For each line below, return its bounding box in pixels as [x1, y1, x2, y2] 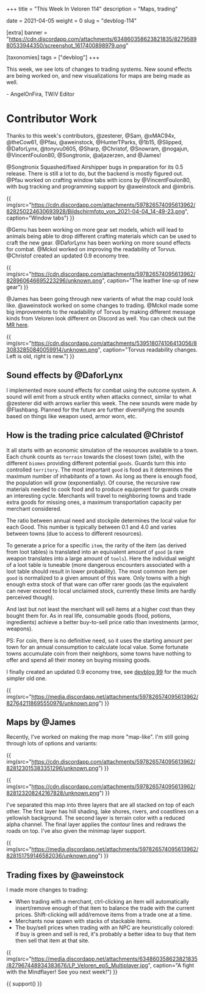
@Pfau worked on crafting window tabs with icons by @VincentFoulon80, [6, 176, 192, 183]
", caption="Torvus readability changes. [97, 345, 198, 353]
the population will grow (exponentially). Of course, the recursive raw [6, 479, 181, 486]
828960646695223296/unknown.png [6, 276, 103, 284]
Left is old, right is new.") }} [6, 352, 75, 360]
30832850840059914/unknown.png [6, 345, 98, 353]
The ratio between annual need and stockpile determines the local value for [6, 517, 196, 524]
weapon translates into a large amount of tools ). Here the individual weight [6, 555, 195, 562]
